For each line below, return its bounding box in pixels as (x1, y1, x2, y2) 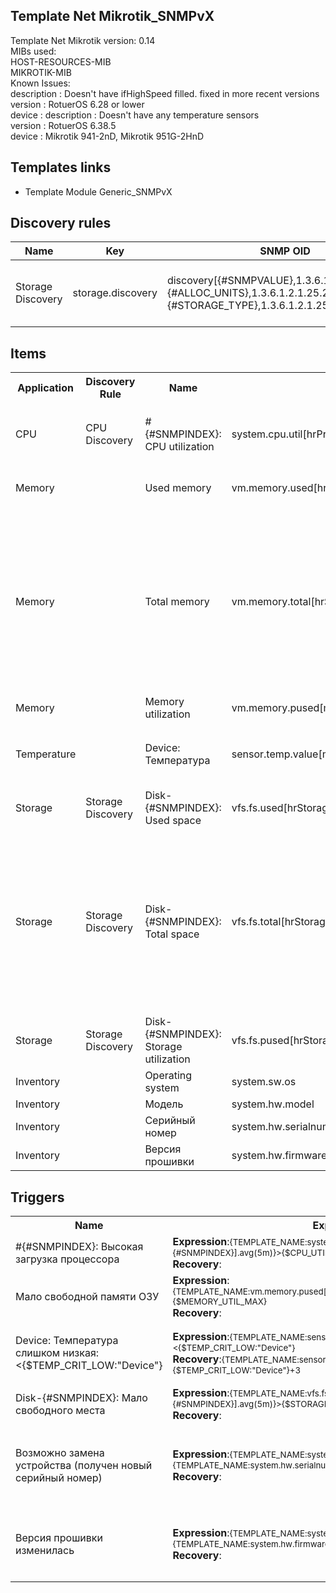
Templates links (10, 159, 112, 176)
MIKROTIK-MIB (10, 66, 72, 78)
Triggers (10, 1189, 65, 1206)
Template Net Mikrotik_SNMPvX (10, 8, 215, 25)
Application (17, 381, 74, 395)
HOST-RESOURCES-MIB (10, 55, 112, 68)
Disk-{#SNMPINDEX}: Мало (15, 1391, 148, 1405)
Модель (144, 1097, 184, 1111)
